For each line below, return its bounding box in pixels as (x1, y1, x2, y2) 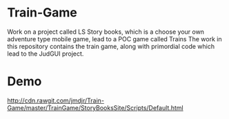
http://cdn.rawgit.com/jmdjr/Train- (7, 96, 105, 105)
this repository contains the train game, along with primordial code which (7, 42, 215, 50)
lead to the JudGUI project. (7, 50, 84, 58)
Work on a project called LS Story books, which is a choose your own (7, 28, 205, 36)
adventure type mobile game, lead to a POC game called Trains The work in (7, 34, 222, 43)
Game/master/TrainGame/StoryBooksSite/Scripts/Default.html (7, 103, 184, 111)
